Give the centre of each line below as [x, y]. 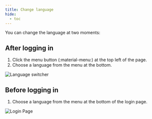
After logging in [29, 48]
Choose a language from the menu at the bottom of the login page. [80, 102]
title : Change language [29, 10]
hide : [11, 14]
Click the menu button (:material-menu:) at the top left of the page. [79, 60]
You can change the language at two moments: [53, 33]
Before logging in [32, 90]
